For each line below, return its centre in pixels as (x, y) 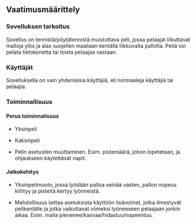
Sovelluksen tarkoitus (38, 27)
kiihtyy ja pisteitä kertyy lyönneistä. (57, 191)
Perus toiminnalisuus (33, 116)
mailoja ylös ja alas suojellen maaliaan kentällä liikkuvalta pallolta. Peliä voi (96, 46)
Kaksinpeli (27, 141)
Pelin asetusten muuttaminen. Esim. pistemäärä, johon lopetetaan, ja (97, 152)
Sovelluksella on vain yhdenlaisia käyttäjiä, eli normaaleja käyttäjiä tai (90, 80)
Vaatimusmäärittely (43, 10)
